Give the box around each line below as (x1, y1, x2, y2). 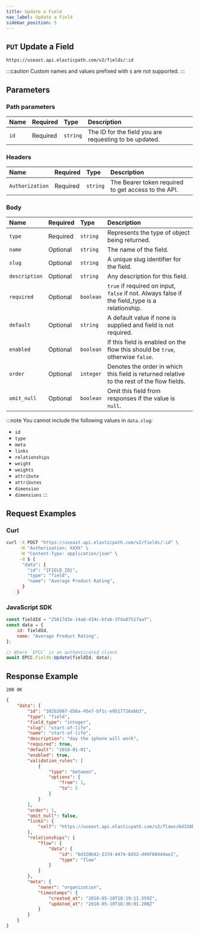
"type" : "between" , (48, 769, 97, 775)
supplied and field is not (107, 321, 174, 329)
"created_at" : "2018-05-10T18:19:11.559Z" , (48, 895, 158, 901)
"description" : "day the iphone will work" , (27, 736, 139, 742)
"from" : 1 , (59, 780, 86, 786)
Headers (6, 153, 31, 161)
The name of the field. (107, 246, 169, 254)
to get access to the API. (110, 186, 179, 194)
